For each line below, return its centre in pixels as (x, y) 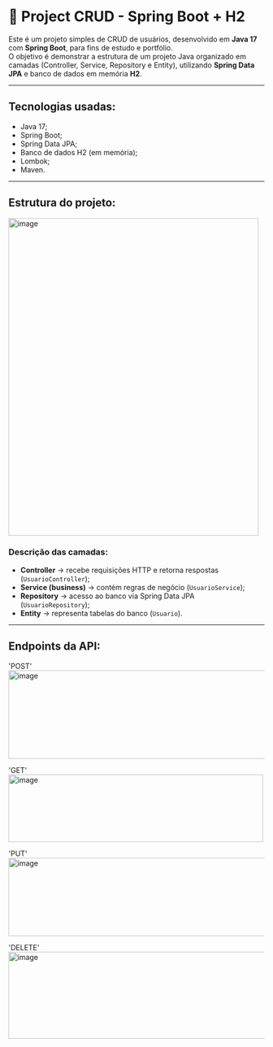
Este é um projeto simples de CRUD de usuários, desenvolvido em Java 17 (133, 39)
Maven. (33, 169)
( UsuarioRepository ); (55, 604)
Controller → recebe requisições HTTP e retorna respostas (119, 570)
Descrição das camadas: (58, 552)
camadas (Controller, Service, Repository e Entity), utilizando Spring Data (132, 65)
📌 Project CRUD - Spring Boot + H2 (127, 17)
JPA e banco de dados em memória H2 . (75, 73)
